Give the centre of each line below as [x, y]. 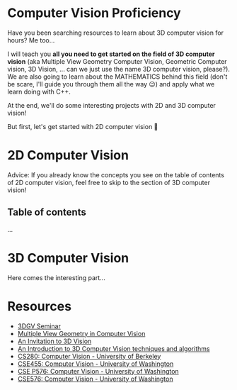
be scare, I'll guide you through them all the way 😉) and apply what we [111, 84]
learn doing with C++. [39, 91]
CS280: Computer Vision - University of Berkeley [89, 356]
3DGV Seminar [39, 326]
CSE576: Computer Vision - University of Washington [95, 379]
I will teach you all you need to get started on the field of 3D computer [111, 54]
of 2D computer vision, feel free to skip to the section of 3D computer [109, 182]
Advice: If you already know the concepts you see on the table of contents [116, 174]
